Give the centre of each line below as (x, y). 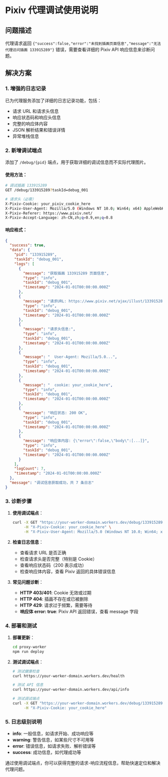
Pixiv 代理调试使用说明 (52, 10)
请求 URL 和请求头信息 (35, 111)
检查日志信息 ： (28, 542)
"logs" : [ (24, 264)
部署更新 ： (23, 637)
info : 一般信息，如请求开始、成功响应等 (53, 733)
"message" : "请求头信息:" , (49, 329)
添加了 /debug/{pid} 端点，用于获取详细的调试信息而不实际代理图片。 (77, 162)
